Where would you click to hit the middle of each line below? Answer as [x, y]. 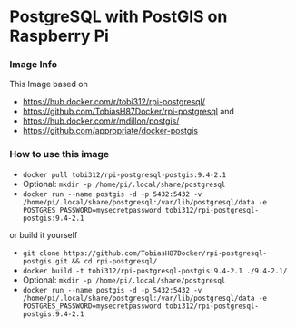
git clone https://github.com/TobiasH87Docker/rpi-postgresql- [145, 253]
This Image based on [49, 84]
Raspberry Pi [59, 36]
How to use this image [59, 154]
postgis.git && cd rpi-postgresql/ [90, 261]
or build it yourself [44, 234]
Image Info [33, 65]
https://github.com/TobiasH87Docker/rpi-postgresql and [128, 112]
